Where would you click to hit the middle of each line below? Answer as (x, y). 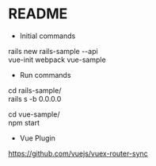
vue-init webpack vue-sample (57, 60)
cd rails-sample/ (35, 90)
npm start (24, 122)
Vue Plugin (37, 138)
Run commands (45, 75)
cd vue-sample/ (34, 114)
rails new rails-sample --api (53, 51)
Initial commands (48, 36)
